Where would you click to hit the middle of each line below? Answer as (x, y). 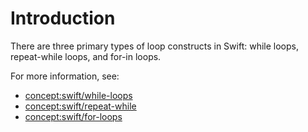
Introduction (63, 18)
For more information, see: (65, 76)
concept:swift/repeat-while (80, 106)
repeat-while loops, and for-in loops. (86, 56)
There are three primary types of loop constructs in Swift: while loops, (154, 46)
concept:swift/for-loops (73, 116)
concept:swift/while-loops (78, 95)
